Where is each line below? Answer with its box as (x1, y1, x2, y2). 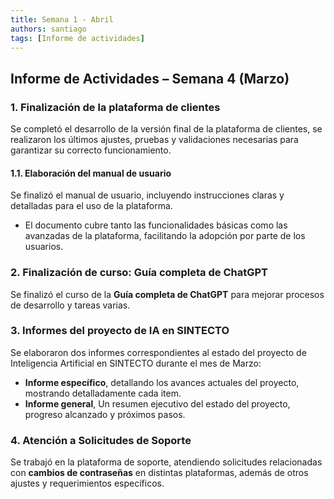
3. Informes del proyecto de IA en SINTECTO (10, 324, 230, 338)
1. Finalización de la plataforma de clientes (10, 100, 221, 114)
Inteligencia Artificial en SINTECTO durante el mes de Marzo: (10, 357, 262, 369)
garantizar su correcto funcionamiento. (10, 144, 172, 156)
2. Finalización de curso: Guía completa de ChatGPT (10, 266, 268, 280)
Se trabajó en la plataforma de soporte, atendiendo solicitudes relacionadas (10, 456, 323, 468)
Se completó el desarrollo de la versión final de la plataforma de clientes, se (10, 123, 323, 135)
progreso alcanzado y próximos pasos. (24, 408, 186, 420)
